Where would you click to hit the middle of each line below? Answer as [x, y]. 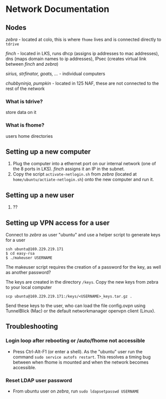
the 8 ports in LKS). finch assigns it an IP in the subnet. [69, 169]
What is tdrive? [24, 101]
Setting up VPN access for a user [58, 223]
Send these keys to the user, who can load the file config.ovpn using [76, 306]
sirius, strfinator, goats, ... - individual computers [55, 74]
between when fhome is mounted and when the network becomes [81, 362]
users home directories [29, 136]
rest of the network [25, 89]
